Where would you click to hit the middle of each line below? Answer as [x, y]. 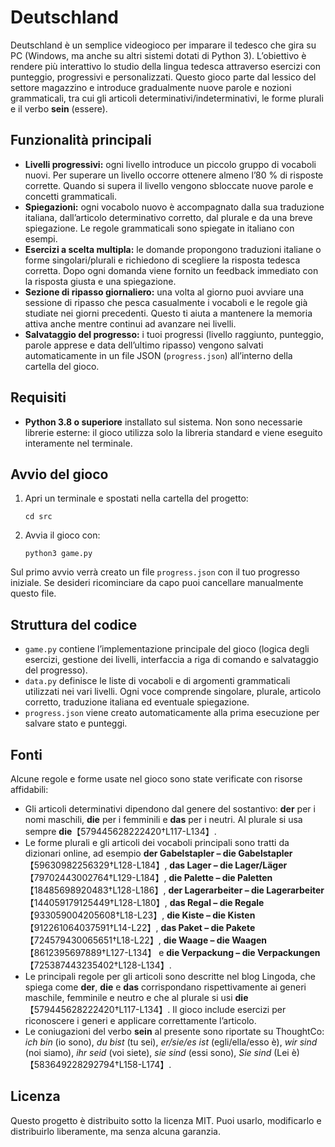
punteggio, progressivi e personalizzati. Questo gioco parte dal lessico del [163, 77]
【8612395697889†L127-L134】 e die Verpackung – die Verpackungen [172, 952]
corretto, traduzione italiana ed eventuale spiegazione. [137, 702]
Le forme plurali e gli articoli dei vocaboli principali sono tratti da [157, 842]
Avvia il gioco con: [62, 535]
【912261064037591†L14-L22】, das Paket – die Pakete [140, 927]
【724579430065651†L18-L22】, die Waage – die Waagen [146, 940]
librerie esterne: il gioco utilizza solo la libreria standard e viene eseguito [173, 432]
